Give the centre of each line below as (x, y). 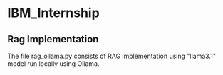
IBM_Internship (53, 13)
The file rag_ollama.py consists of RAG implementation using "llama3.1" (111, 56)
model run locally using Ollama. (53, 64)
